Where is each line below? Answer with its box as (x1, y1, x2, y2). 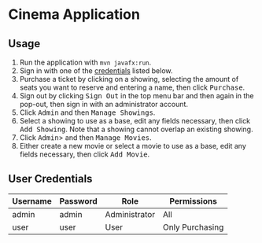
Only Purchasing (162, 222, 224, 233)
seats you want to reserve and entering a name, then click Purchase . (19, 83, 245, 92)
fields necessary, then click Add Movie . (19, 149, 150, 159)
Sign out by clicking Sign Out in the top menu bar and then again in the (19, 91, 254, 100)
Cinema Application (8, 6, 140, 24)
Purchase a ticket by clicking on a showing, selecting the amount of (19, 75, 239, 83)
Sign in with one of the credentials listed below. (19, 66, 173, 75)
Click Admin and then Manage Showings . (19, 108, 156, 117)
